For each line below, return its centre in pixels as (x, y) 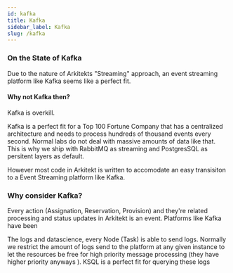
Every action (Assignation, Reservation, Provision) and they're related (108, 211)
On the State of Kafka (45, 58)
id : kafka (22, 14)
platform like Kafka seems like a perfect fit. (69, 81)
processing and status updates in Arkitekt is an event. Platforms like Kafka (114, 218)
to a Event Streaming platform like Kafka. (66, 177)
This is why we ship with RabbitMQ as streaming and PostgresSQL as (108, 148)
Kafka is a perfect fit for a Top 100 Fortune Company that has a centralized (115, 126)
